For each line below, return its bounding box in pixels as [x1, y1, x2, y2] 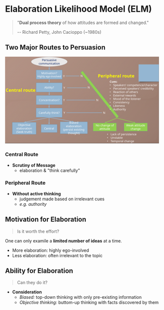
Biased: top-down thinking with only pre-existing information [19, 294, 142, 300]
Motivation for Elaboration [5, 215, 86, 224]
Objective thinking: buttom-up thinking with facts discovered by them [19, 300, 159, 306]
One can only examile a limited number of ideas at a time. [5, 238, 122, 243]
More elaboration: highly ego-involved [12, 247, 89, 253]
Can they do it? [17, 280, 48, 286]
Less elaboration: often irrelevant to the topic [12, 252, 102, 258]
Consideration [12, 289, 42, 295]
